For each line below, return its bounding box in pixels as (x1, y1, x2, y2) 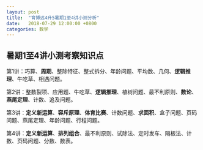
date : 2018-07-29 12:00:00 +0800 (6, 20, 97, 26)
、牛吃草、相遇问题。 (12, 75, 65, 83)
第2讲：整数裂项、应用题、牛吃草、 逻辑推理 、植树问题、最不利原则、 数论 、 (6, 88, 197, 96)
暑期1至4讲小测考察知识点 (6, 50, 104, 61)
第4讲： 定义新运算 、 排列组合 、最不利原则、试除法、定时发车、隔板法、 (6, 130, 187, 137)
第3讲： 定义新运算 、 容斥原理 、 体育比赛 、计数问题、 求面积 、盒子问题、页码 (6, 109, 197, 116)
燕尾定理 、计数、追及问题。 (6, 96, 76, 103)
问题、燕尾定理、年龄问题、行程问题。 (6, 117, 103, 124)
